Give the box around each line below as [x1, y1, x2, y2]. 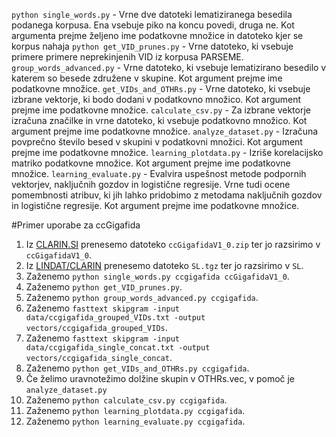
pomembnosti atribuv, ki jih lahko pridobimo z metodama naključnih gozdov [11, 189, 323, 201]
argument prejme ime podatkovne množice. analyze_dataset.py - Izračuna [11, 125, 319, 137]
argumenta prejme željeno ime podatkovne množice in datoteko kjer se [11, 30, 304, 41]
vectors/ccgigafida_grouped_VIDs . [25, 322, 168, 333]
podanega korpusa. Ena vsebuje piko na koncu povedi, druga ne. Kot [11, 19, 295, 31]
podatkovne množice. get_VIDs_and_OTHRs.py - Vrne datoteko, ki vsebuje [11, 83, 311, 94]
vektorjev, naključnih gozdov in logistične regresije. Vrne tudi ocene [11, 179, 291, 190]
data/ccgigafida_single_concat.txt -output [25, 343, 211, 353]
